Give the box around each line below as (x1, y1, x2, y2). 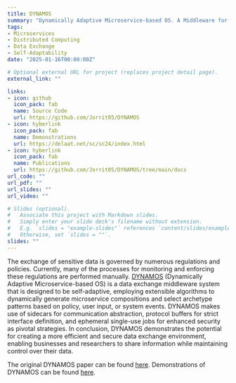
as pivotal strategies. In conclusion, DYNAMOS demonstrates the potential (7, 324, 223, 332)
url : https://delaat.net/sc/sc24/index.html (13, 140, 146, 148)
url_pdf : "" (7, 179, 42, 186)
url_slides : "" (7, 186, 52, 193)
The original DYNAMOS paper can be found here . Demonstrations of (7, 360, 206, 369)
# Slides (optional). (7, 205, 71, 212)
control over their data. (7, 346, 74, 355)
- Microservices (7, 30, 55, 37)
